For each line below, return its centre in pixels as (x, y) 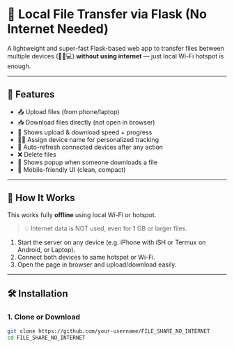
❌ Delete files (37, 154)
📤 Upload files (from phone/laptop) (68, 111)
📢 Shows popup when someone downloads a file (87, 162)
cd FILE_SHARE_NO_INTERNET (46, 338)
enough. (19, 66)
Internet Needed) (58, 29)
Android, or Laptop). (46, 249)
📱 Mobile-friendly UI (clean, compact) (71, 169)
